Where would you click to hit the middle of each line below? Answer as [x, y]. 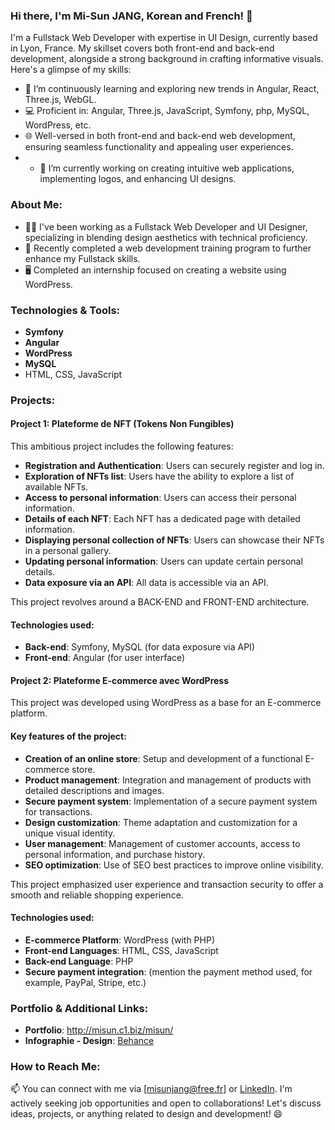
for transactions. [58, 811]
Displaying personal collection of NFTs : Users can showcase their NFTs [174, 540]
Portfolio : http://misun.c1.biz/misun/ [99, 1030]
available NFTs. [56, 487]
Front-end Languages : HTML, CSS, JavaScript [121, 950]
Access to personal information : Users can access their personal [160, 498]
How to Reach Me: [55, 1067]
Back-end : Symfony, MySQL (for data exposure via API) [139, 647]
